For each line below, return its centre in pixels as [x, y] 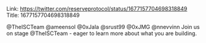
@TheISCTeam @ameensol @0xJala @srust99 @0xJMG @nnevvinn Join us [103, 27]
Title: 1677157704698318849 [43, 15]
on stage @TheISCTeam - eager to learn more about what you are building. [102, 33]
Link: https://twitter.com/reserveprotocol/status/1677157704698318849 [97, 9]
